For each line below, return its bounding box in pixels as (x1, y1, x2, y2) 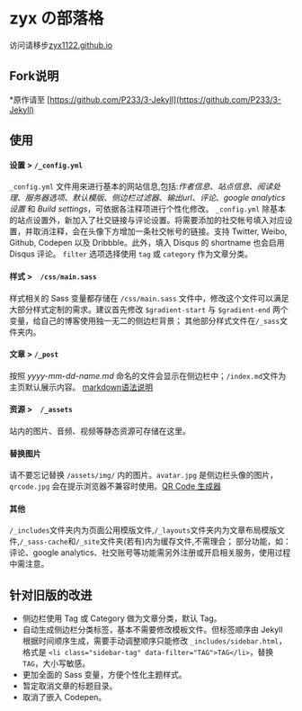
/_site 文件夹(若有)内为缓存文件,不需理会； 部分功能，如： (75, 536, 292, 547)
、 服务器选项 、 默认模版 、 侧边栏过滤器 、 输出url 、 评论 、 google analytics (17, 193, 286, 203)
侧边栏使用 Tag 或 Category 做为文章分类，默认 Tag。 (22, 613, 222, 624)
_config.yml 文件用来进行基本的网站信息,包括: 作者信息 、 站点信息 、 (9, 181, 258, 192)
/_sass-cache (19, 537, 68, 547)
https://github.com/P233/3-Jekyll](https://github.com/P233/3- (49, 94, 281, 104)
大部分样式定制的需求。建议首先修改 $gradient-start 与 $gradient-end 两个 (9, 303, 289, 315)
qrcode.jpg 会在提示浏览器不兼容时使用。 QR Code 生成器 (9, 481, 222, 491)
